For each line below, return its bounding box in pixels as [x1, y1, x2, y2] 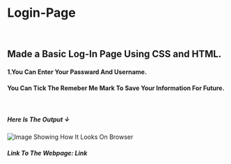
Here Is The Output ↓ [7, 115, 70, 124]
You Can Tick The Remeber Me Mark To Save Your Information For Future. [7, 84, 225, 92]
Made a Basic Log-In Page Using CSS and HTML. [7, 48, 222, 60]
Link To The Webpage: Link [7, 149, 88, 157]
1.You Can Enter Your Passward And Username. [7, 68, 148, 76]
